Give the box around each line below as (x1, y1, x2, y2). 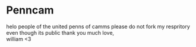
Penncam (6, 4, 55, 17)
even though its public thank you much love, (6, 29, 115, 36)
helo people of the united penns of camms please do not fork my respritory (6, 23, 190, 30)
